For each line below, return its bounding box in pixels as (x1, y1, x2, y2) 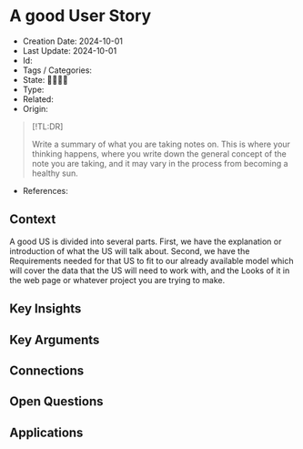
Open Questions (9, 393, 104, 410)
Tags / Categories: (22, 65, 93, 76)
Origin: (22, 103, 48, 114)
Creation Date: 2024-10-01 (22, 36, 124, 46)
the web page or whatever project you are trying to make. (9, 274, 226, 285)
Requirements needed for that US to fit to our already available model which (9, 255, 294, 266)
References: (22, 185, 68, 196)
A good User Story (9, 5, 152, 26)
